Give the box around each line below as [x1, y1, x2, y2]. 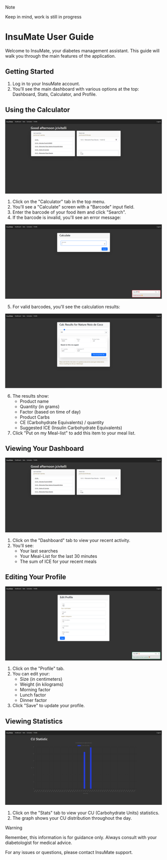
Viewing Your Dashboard [5, 444, 84, 453]
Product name [19, 398, 49, 404]
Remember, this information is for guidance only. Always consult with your [5, 834, 157, 840]
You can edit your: [12, 671, 50, 677]
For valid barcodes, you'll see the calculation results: [12, 304, 120, 310]
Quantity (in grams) [19, 403, 60, 410]
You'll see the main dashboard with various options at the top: [12, 86, 139, 92]
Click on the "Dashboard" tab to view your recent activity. [12, 537, 131, 543]
